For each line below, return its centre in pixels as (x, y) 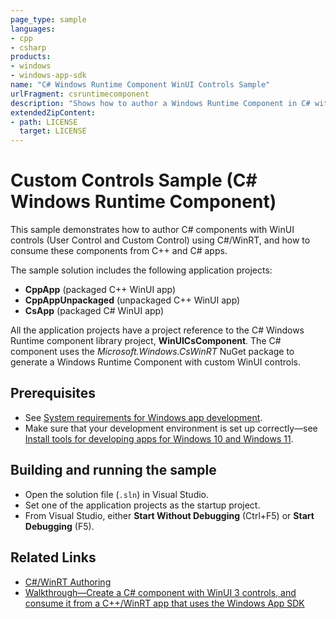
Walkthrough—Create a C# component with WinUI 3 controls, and (160, 592)
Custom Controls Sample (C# (134, 180)
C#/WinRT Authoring (68, 582)
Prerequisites (53, 393)
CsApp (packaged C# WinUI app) (94, 311)
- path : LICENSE (44, 122)
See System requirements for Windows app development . (143, 417)
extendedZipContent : (53, 112)
